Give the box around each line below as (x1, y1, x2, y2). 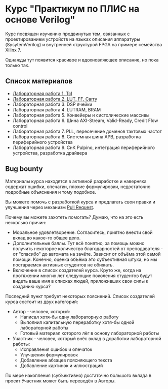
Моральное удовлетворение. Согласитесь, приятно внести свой (12, 229, 153, 235)
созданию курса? (12, 283, 51, 289)
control (12, 123, 28, 129)
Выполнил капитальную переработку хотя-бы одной (20, 319, 135, 325)
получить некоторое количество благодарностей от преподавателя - (12, 245, 163, 252)
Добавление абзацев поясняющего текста (20, 357, 112, 363)
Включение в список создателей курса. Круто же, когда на (12, 267, 142, 273)
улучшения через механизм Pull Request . (5, 204, 95, 210)
